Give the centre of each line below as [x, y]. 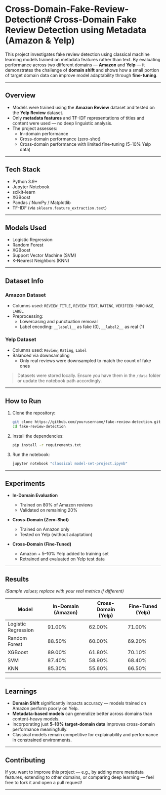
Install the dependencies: [38, 436]
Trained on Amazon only [44, 529]
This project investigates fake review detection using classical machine [77, 54]
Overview [21, 96]
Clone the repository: [34, 413]
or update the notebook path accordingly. [60, 381]
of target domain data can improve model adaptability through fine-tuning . [82, 75]
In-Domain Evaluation [35, 496]
